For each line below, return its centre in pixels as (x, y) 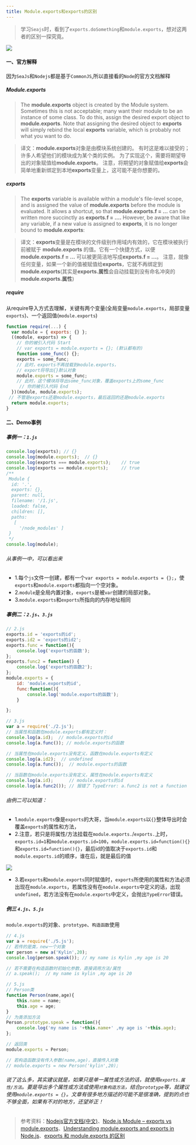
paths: (19, 517)
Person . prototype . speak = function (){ (53, 1023)
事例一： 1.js (22, 437)
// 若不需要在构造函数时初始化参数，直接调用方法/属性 (64, 968)
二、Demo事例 (24, 422)
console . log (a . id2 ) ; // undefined (49, 759)
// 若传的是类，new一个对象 (36, 946)
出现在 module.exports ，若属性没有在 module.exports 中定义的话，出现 (97, 887)
